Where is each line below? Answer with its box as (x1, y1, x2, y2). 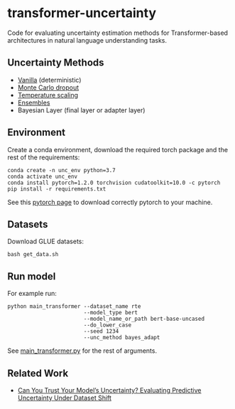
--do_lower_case (83, 322, 132, 329)
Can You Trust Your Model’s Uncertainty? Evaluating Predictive (17, 386, 202, 394)
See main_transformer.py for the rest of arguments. (7, 346, 158, 355)
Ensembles (17, 98, 50, 107)
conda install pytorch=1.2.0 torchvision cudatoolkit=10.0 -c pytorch (7, 179, 221, 186)
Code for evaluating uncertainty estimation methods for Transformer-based (7, 28, 229, 37)
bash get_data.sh (7, 251, 59, 258)
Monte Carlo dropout (17, 83, 80, 92)
